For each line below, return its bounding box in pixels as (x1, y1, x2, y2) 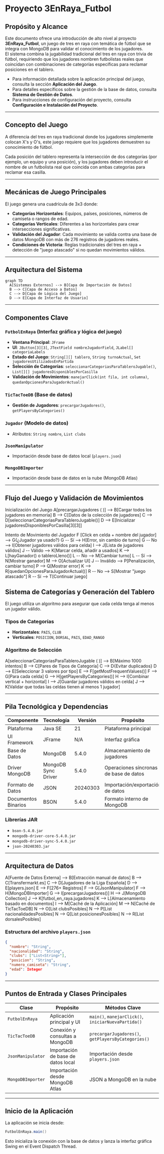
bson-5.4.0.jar (12, 828, 43, 833)
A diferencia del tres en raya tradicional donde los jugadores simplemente (5, 134, 154, 139)
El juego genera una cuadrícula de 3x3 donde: (5, 201, 98, 207)
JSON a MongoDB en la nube (89, 1076, 157, 1083)
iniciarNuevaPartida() (89, 1019, 143, 1025)
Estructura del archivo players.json (5, 928, 91, 935)
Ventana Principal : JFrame (12, 339, 65, 345)
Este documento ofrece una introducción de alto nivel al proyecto (5, 35, 137, 41)
